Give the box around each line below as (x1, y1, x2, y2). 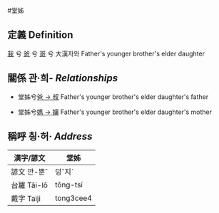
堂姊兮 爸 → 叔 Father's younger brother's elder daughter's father (17, 92, 209, 101)
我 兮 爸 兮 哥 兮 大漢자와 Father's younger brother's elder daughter (7, 49, 205, 58)
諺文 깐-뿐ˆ (11, 167, 49, 177)
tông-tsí (54, 180, 83, 190)
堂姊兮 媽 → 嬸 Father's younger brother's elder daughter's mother (17, 108, 213, 116)
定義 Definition (7, 29, 73, 41)
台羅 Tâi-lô (11, 180, 49, 190)
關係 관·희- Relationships (7, 72, 118, 84)
